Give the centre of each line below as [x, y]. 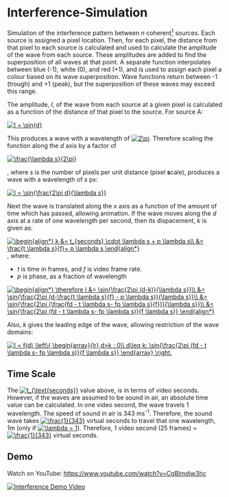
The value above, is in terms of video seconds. [103, 390]
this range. [22, 91]
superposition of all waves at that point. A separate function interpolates [109, 62]
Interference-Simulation [77, 13]
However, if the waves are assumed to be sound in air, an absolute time [108, 398]
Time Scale [32, 374]
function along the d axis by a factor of [62, 145]
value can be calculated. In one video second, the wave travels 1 [98, 405]
